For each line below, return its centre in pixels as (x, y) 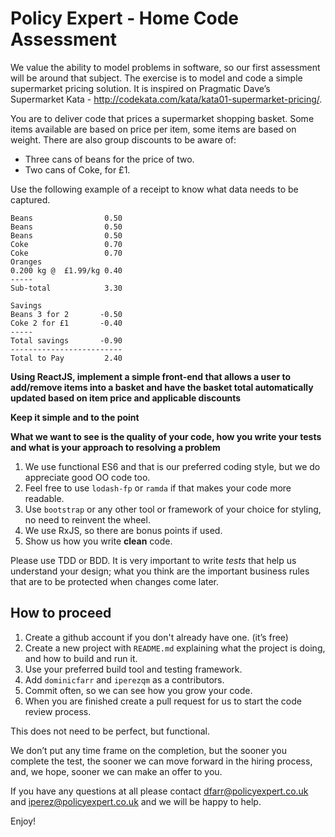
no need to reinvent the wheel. (87, 519)
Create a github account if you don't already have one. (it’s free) (156, 637)
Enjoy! (23, 821)
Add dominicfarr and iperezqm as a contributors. (124, 679)
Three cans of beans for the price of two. (109, 159)
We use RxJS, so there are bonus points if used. (123, 530)
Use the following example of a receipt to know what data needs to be (154, 189)
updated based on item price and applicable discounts (126, 398)
